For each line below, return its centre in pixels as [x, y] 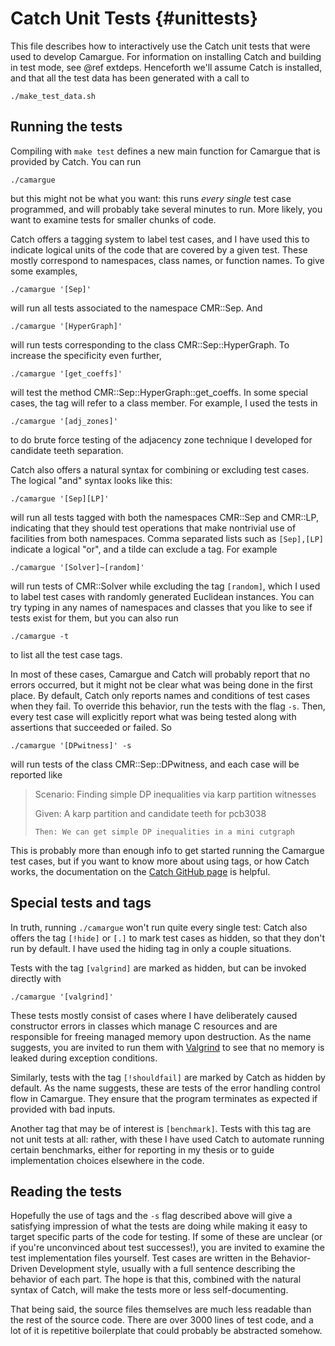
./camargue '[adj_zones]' [64, 421]
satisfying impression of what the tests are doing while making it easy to [159, 1226]
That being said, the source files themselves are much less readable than [161, 1309]
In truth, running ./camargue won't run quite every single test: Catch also [159, 927]
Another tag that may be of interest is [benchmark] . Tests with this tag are [161, 1128]
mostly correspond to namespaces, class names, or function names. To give [167, 260]
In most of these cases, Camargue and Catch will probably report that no [160, 674]
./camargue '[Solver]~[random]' [77, 567]
